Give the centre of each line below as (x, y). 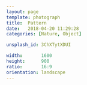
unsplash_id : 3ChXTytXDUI (38, 45)
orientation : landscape (36, 72)
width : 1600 (29, 56)
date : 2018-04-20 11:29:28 (43, 28)
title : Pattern (26, 23)
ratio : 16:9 (29, 66)
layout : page (22, 12)
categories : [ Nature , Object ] (44, 34)
